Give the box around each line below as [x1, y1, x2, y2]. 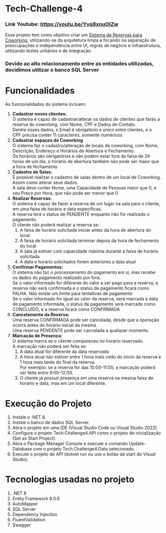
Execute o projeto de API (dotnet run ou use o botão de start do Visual [12, 451, 156, 457]
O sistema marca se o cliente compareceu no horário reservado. [12, 338, 144, 344]
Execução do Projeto [5, 398, 92, 409]
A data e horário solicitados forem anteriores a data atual [19, 259, 136, 265]
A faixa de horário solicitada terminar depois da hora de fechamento [19, 238, 160, 244]
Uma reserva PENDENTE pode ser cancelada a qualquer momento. [12, 328, 150, 334]
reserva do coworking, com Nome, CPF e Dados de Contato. [12, 121, 136, 127]
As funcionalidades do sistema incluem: [5, 101, 87, 107]
